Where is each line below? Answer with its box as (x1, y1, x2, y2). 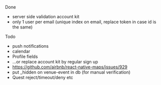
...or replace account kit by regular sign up (12, 59, 98, 64)
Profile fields (12, 54, 38, 59)
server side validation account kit (12, 14, 80, 19)
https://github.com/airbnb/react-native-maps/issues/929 (12, 64, 128, 70)
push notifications (12, 43, 49, 49)
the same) (12, 24, 33, 30)
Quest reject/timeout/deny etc (12, 75, 74, 80)
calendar (12, 49, 30, 54)
